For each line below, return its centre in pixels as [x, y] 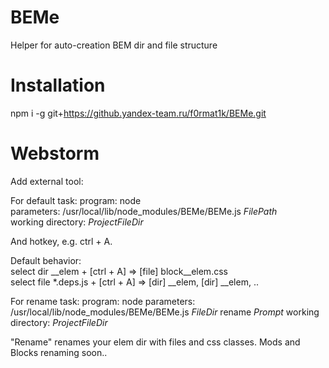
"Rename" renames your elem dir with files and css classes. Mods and [155, 342]
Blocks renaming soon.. [59, 352]
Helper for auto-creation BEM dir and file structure [114, 45]
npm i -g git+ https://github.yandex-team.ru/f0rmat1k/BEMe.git [138, 113]
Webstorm [55, 153]
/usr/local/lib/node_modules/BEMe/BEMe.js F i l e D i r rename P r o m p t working [165, 312]
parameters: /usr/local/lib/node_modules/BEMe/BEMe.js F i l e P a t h [144, 211]
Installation [58, 85]
